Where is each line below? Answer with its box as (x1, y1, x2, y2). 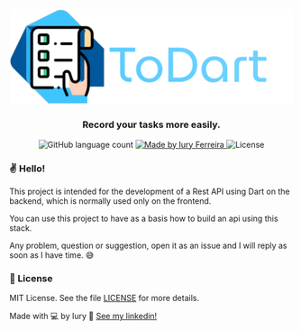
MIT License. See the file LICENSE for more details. (9, 293, 200, 304)
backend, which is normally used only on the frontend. (9, 195, 212, 206)
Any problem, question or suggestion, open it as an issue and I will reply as (9, 240, 287, 251)
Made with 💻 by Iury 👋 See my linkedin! (9, 311, 158, 322)
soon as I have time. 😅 (9, 249, 95, 261)
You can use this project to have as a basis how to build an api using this (9, 213, 278, 224)
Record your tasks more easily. (82, 118, 221, 131)
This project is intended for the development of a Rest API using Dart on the (9, 186, 290, 197)
